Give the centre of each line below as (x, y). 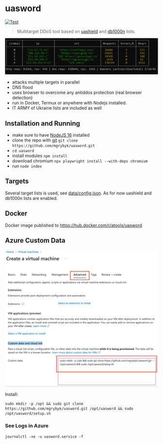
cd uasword (23, 151)
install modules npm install (40, 156)
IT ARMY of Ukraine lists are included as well (57, 108)
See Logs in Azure (27, 426)
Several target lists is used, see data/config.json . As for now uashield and (78, 193)
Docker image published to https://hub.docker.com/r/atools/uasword (73, 225)
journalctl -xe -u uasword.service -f (44, 437)
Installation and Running (43, 123)
